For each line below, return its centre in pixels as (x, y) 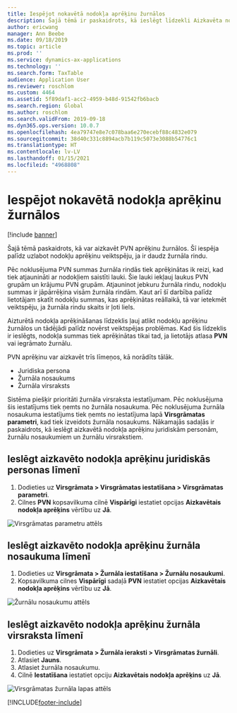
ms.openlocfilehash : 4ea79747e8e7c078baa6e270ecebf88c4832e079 (102, 132)
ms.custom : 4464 (31, 93)
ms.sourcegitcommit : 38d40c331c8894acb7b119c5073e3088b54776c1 (102, 139)
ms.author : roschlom (38, 112)
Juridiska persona (44, 370)
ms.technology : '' (34, 66)
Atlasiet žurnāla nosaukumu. (59, 668)
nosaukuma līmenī (49, 556)
